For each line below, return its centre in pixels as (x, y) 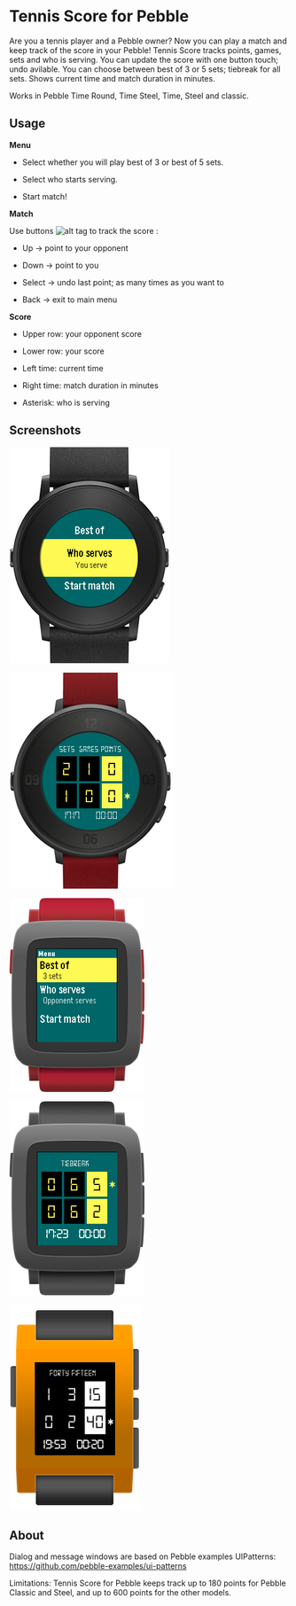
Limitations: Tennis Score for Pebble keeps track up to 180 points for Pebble (148, 1583)
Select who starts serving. (70, 179)
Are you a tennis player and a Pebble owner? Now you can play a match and (148, 41)
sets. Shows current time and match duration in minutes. (112, 78)
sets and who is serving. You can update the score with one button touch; (144, 59)
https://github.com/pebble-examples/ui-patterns (98, 1566)
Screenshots (45, 430)
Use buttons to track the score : (84, 230)
